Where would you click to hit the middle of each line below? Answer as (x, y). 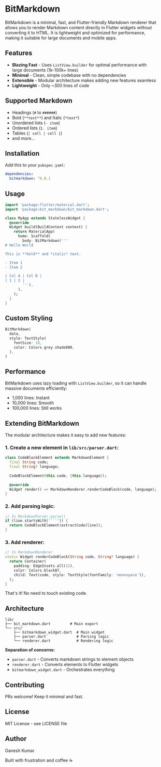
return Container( (28, 562)
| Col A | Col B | (23, 276)
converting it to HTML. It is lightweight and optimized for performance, (75, 33)
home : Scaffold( (34, 236)
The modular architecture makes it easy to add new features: (66, 435)
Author (16, 739)
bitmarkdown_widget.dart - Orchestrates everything (63, 670)
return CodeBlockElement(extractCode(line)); (56, 525)
